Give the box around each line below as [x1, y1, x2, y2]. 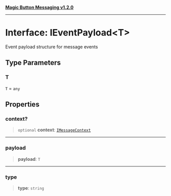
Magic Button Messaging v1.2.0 [5, 5, 74, 10]
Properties [5, 100, 40, 109]
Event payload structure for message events [5, 43, 98, 50]
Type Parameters [5, 59, 61, 67]
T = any [5, 85, 20, 91]
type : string [17, 185, 44, 191]
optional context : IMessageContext [17, 127, 91, 133]
